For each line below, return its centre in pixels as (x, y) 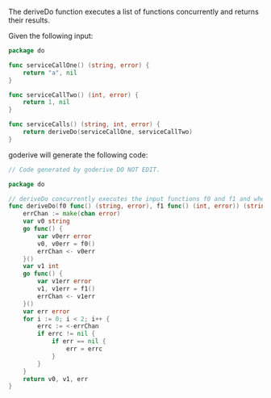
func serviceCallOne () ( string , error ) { (79, 65)
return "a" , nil (50, 73)
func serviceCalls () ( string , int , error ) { (84, 124)
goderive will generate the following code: (78, 155)
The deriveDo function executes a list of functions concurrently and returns (134, 12)
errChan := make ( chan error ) (72, 214)
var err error (46, 311)
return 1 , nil (46, 103)
